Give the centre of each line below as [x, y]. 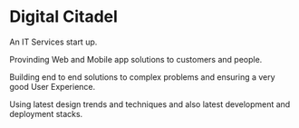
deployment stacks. [46, 113]
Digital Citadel [63, 17]
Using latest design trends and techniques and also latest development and [150, 104]
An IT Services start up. [53, 42]
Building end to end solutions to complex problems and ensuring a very [142, 77]
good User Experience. [53, 86]
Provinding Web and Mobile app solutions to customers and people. [136, 59]
